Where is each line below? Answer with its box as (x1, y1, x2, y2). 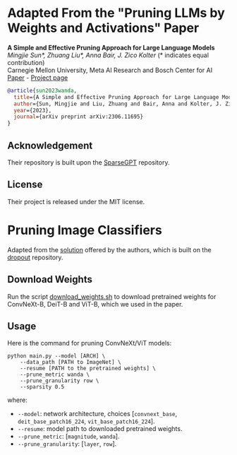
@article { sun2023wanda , (7, 87, 78, 94)
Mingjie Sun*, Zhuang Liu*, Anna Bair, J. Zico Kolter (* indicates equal (7, 51, 209, 59)
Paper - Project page (7, 73, 68, 82)
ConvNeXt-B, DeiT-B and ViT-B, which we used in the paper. (7, 300, 183, 308)
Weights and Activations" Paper (7, 20, 200, 36)
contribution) (7, 58, 45, 66)
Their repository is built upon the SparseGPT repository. (7, 158, 170, 167)
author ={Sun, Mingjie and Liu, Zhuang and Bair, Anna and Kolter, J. (13, 100, 222, 107)
